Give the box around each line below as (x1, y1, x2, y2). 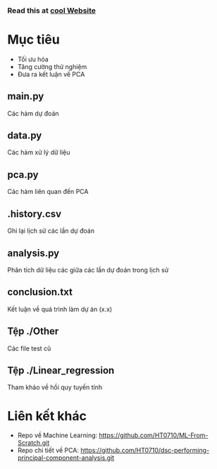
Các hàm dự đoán (7, 109, 59, 118)
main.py (7, 90, 44, 102)
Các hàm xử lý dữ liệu (7, 148, 70, 157)
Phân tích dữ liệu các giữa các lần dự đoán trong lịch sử (7, 265, 169, 274)
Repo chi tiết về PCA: (17, 446, 80, 455)
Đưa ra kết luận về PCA (17, 70, 85, 78)
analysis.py (7, 247, 60, 259)
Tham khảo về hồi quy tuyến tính (7, 383, 103, 391)
